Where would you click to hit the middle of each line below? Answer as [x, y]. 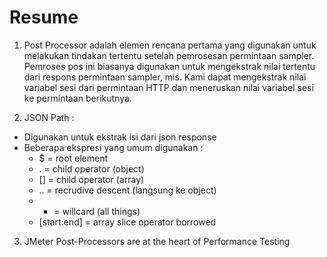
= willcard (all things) [97, 211]
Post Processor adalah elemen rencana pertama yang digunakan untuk [170, 45]
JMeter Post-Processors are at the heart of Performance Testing [157, 241]
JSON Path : [49, 117]
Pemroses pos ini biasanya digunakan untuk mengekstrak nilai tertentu [169, 66]
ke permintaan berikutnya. [77, 98]
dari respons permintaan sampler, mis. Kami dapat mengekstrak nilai [165, 77]
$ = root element [73, 158]
